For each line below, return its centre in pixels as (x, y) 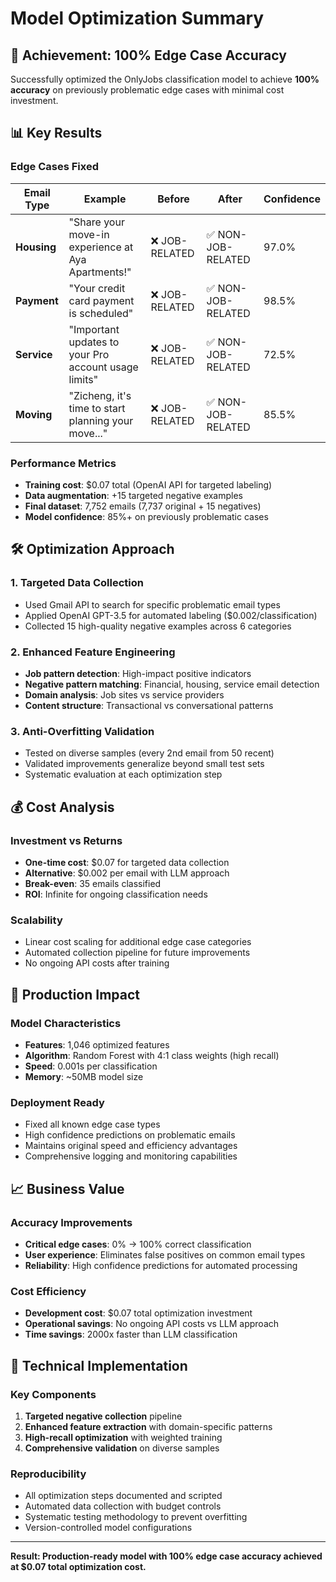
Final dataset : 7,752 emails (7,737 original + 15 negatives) (143, 506)
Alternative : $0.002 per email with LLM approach (127, 873)
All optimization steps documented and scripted (123, 1496)
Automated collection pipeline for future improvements (137, 953)
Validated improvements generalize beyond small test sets (144, 764)
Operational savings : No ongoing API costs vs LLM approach (152, 1324)
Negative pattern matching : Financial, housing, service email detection (172, 684)
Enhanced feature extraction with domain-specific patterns (148, 1426)
